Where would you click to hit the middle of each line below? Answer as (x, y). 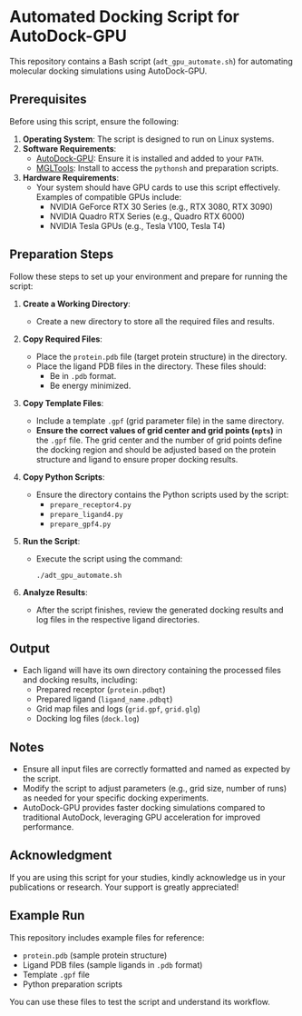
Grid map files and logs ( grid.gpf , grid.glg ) (118, 709)
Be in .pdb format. (83, 375)
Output (29, 648)
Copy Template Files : (63, 403)
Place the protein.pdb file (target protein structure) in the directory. (161, 356)
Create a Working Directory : (77, 304)
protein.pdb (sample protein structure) (95, 955)
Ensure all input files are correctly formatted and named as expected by (156, 769)
